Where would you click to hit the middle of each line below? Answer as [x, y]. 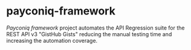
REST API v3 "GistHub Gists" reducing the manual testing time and [89, 34]
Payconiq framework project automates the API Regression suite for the [95, 28]
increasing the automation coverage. [52, 40]
